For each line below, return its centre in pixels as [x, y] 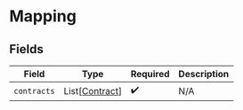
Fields [27, 49]
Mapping [43, 16]
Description [204, 74]
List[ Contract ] [93, 90]
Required [150, 74]
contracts [34, 91]
